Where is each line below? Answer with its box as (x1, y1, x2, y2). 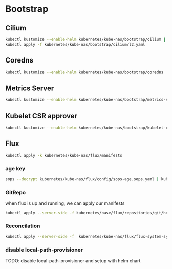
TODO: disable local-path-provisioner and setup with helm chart (5, 258, 141, 264)
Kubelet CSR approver (5, 111, 78, 120)
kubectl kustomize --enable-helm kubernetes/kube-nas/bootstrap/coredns (5, 70, 164, 75)
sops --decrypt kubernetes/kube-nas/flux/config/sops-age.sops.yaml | (5, 176, 159, 182)
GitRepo (5, 189, 26, 196)
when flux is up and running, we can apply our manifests (5, 200, 125, 206)
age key (5, 165, 26, 172)
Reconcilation (5, 222, 40, 230)
